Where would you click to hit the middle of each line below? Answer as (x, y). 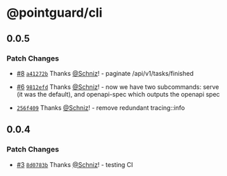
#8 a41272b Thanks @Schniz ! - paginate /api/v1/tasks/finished (105, 73)
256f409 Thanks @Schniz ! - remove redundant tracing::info (101, 107)
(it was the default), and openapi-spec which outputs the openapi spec (118, 94)
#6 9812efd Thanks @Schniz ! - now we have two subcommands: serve (118, 87)
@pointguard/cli (54, 13)
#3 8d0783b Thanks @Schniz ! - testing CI (75, 164)
